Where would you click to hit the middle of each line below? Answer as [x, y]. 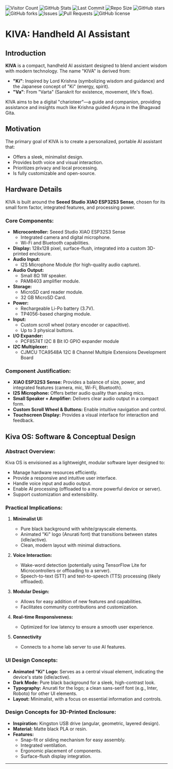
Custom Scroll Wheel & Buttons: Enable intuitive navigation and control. [89, 410]
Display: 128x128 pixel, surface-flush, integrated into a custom [79, 248]
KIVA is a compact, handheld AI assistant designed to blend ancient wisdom [86, 65]
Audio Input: [26, 259]
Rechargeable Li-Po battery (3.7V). [57, 308]
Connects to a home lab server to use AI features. [73, 647]
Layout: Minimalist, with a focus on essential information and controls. [87, 699]
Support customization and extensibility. [55, 494]
